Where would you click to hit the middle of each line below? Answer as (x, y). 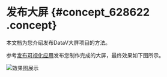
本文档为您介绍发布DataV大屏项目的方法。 (59, 42)
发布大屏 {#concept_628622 (78, 12)
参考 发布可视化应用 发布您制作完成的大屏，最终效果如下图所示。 (85, 55)
